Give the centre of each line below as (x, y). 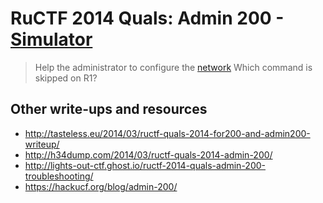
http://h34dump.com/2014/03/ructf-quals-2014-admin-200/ (148, 154)
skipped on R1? (66, 78)
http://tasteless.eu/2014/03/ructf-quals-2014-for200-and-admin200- (167, 133)
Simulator (51, 39)
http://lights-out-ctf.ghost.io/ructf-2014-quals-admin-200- (145, 165)
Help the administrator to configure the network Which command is (173, 67)
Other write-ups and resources (109, 109)
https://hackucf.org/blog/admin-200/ (101, 186)
